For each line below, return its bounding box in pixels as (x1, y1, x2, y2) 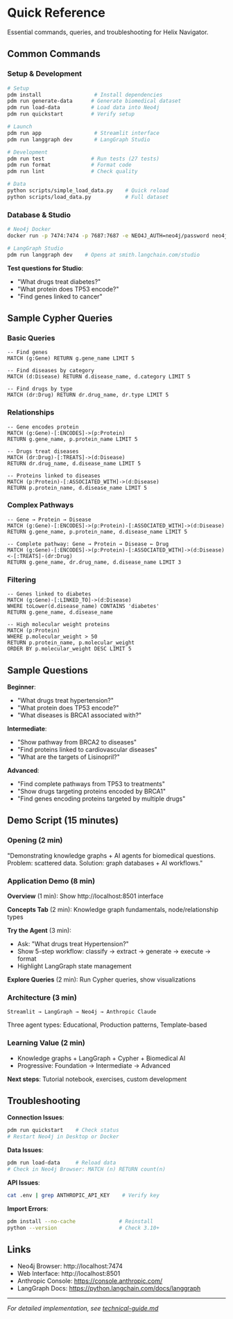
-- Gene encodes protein (7, 423, 79, 431)
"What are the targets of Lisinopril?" (17, 753, 120, 761)
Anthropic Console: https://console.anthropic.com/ (17, 1277, 163, 1285)
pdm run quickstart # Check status (7, 1127, 119, 1134)
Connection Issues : (7, 1113, 64, 1121)
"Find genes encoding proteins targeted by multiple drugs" (17, 794, 186, 803)
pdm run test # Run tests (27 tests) (7, 155, 159, 162)
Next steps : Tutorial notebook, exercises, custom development (7, 1075, 187, 1083)
